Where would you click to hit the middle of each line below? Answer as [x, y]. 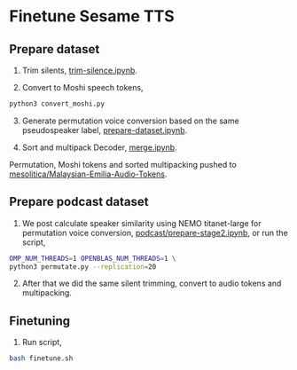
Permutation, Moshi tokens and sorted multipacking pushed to [123, 164]
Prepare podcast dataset [79, 202]
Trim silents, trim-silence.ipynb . [79, 70]
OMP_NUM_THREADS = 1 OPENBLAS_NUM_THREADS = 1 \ [93, 258]
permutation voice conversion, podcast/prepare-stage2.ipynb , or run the [155, 232]
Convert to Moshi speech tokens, [82, 87]
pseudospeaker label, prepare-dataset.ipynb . [105, 130]
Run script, [42, 342]
